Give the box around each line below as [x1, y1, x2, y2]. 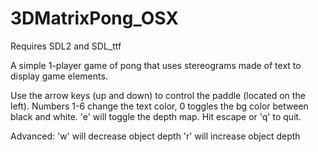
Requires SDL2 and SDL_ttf [10, 40, 122, 52]
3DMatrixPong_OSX [10, 7, 179, 30]
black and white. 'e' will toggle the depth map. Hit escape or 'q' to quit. [10, 110, 302, 122]
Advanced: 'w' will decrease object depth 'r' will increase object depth [10, 130, 301, 142]
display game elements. [10, 70, 108, 82]
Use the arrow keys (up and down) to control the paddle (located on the [10, 89, 306, 101]
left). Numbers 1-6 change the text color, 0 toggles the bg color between [10, 100, 309, 112]
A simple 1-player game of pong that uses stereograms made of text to [10, 59, 302, 71]
